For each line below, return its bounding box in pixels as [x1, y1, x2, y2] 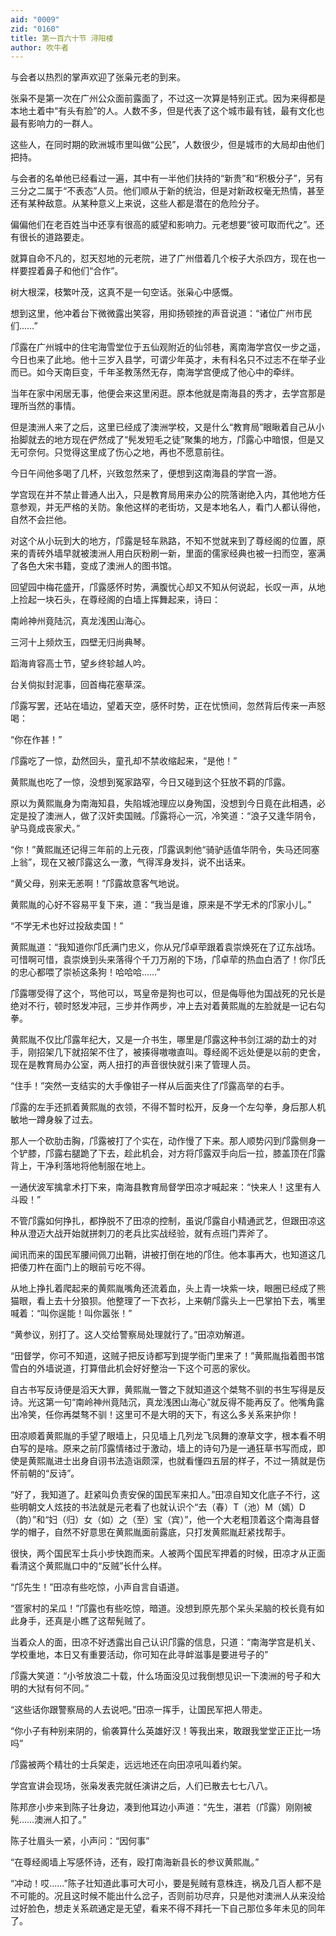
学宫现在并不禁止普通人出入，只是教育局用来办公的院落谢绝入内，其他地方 [10, 489, 317, 501]
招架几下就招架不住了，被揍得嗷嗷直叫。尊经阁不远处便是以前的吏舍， [36, 1046, 326, 1058]
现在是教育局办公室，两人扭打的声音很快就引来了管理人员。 [10, 1059, 256, 1071]
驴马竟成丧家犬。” [10, 822, 81, 835]
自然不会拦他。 [10, 514, 72, 526]
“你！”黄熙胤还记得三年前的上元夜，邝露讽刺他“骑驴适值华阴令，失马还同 [10, 844, 312, 856]
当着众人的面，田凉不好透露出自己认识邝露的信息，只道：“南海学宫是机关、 [10, 1636, 322, 1648]
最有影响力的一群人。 [10, 117, 98, 130]
